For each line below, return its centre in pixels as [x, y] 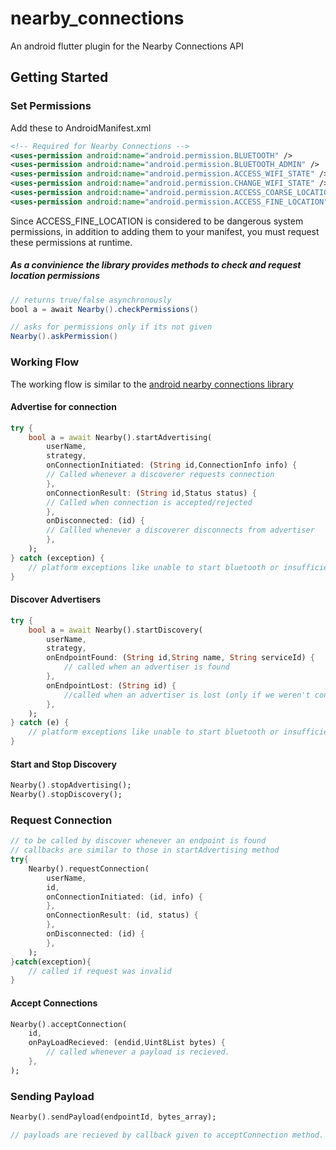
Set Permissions [51, 106]
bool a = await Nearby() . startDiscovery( [115, 630]
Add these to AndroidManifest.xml [81, 128]
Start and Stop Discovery [63, 764]
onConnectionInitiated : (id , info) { [124, 897]
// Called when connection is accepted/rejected [149, 502]
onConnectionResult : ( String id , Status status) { [151, 493]
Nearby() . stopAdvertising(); [71, 785]
